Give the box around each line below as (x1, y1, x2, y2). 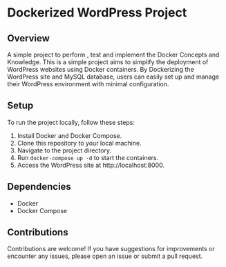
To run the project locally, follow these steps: (7, 118, 135, 126)
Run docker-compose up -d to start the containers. (17, 153, 159, 161)
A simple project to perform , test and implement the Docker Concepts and (7, 50, 220, 59)
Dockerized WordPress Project (7, 5, 187, 21)
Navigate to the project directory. (17, 146, 112, 155)
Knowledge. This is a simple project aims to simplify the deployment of (7, 58, 209, 66)
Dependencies (7, 181, 71, 192)
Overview (7, 32, 50, 44)
